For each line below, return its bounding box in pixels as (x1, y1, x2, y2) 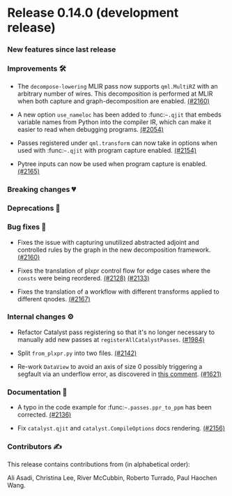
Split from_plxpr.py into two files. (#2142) (17, 349, 137, 357)
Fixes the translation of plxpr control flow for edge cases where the (17, 266, 211, 275)
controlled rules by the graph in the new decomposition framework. (17, 246, 211, 254)
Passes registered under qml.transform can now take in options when (17, 139, 217, 147)
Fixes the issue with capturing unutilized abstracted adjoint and (17, 238, 199, 246)
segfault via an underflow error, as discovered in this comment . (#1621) (17, 370, 222, 378)
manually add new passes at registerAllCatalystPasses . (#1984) (17, 335, 205, 343)
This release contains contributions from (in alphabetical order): (7, 460, 190, 469)
